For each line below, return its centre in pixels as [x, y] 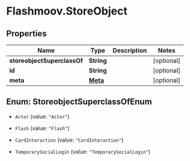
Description [130, 51]
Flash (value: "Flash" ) [42, 128]
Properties [27, 34]
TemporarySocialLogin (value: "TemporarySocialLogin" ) [83, 151]
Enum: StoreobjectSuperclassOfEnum [79, 102]
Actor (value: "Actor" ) [42, 116]
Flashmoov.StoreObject [67, 11]
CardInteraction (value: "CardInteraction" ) [69, 140]
